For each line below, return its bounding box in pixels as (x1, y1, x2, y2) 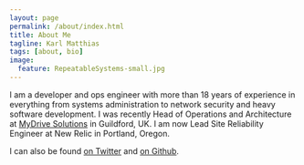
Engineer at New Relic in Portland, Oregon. (9, 128, 171, 139)
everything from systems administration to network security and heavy (9, 98, 276, 109)
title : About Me (9, 30, 71, 39)
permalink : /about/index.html (9, 22, 125, 31)
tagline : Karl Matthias (9, 38, 100, 48)
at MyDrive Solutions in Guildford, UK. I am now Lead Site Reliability (9, 118, 265, 129)
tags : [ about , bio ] (9, 47, 84, 57)
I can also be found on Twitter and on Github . (9, 145, 180, 156)
